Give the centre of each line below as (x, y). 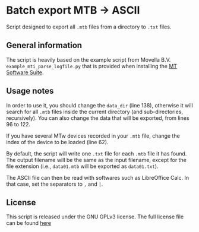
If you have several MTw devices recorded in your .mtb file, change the (93, 136)
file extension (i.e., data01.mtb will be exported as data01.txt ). (82, 166)
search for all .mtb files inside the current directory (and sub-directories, (94, 112)
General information (44, 45)
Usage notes (30, 91)
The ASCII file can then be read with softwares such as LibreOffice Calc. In (98, 177)
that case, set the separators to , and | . (55, 184)
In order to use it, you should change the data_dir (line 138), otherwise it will (99, 105)
